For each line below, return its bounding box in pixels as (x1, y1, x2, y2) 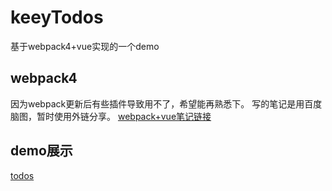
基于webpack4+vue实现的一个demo (10, 40, 160, 52)
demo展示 (10, 142, 73, 160)
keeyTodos (10, 6, 104, 29)
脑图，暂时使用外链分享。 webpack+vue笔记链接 (10, 110, 212, 122)
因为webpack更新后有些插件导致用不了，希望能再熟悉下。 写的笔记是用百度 (10, 97, 323, 110)
